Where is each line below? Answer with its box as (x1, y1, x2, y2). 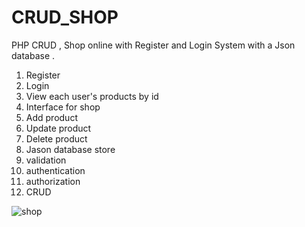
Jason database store (25, 143, 116, 155)
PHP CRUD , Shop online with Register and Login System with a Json (11, 39, 296, 51)
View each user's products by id (25, 90, 159, 102)
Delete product (25, 132, 88, 145)
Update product (25, 122, 92, 134)
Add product (25, 111, 78, 123)
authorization (25, 175, 81, 187)
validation (25, 154, 67, 166)
